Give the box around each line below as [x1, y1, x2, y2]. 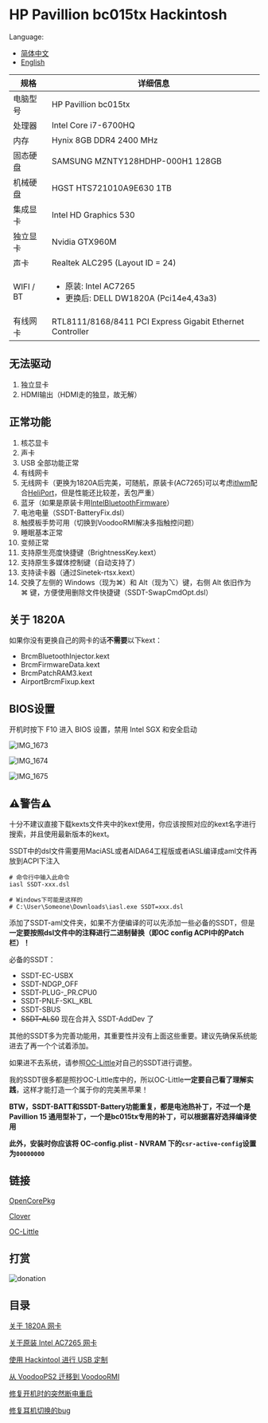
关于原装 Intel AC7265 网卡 [9, 1338, 98, 1348]
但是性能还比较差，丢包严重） [60, 488, 159, 497]
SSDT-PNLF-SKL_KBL [20, 996, 93, 1005]
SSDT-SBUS [20, 1004, 61, 1014]
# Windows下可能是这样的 [9, 896, 83, 904]
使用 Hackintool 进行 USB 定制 [9, 1355, 108, 1365]
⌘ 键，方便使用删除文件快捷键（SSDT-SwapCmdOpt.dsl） [20, 588, 213, 597]
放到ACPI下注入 [9, 856, 60, 866]
